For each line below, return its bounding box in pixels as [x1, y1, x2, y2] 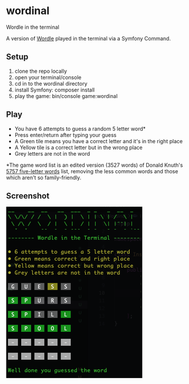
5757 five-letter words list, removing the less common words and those [6, 167, 178, 174]
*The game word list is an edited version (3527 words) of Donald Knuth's [6, 161, 183, 169]
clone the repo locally [14, 68, 67, 75]
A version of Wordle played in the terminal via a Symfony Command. [6, 35, 171, 42]
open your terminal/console [14, 73, 82, 80]
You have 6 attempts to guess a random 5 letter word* [14, 125, 146, 132]
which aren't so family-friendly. [6, 174, 82, 181]
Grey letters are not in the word [14, 150, 90, 157]
